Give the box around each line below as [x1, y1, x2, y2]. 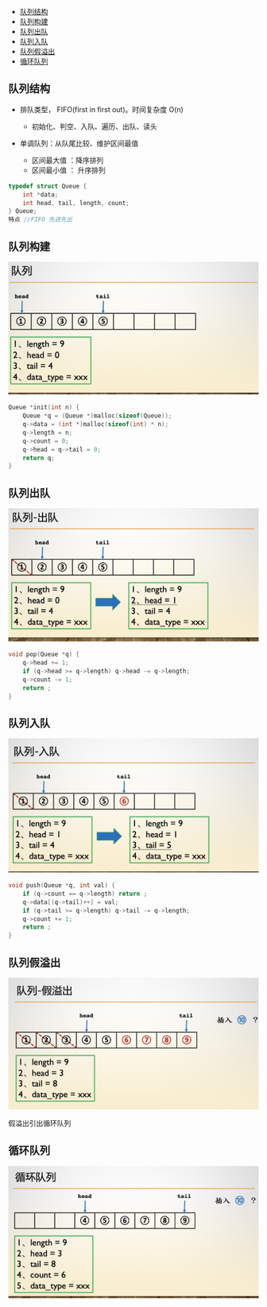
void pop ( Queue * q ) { [8, 650, 80, 658]
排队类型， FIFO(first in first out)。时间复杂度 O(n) [19, 104, 184, 114]
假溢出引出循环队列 [8, 1119, 72, 1128]
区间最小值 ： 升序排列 [31, 165, 106, 175]
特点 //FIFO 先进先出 [8, 215, 73, 224]
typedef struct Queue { [8, 182, 87, 190]
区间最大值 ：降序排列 [31, 155, 104, 165]
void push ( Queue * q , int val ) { [8, 882, 115, 890]
